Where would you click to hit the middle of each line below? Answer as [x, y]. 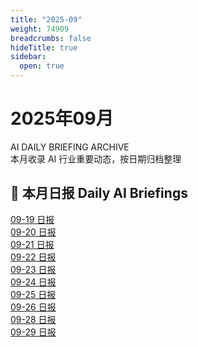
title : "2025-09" [46, 19]
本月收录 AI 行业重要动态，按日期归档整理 [96, 158]
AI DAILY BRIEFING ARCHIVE [70, 147]
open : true [42, 66]
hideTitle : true [44, 47]
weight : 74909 [40, 29]
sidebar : [28, 57]
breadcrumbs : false [51, 38]
